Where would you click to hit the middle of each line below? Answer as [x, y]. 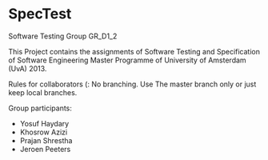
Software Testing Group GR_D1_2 [63, 36]
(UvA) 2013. [28, 68]
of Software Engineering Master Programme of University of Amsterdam [127, 60]
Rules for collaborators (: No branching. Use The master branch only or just [132, 84]
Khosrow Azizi [44, 132]
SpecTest [40, 14]
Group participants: [40, 108]
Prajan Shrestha [46, 140]
